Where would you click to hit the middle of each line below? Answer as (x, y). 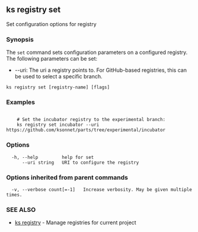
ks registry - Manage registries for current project (75, 223)
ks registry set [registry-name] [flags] (58, 88)
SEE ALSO (21, 209)
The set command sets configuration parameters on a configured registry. (97, 52)
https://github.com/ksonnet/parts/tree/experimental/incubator (86, 130)
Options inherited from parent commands (67, 177)
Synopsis (20, 39)
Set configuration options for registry (51, 24)
